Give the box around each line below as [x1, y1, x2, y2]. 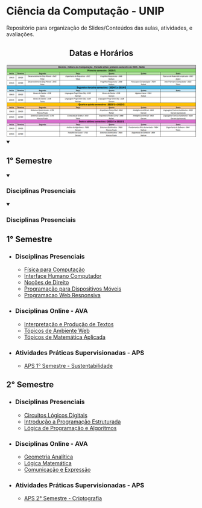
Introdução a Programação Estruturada [24, 418, 121, 425]
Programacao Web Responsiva [24, 292, 101, 299]
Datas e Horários [69, 48, 134, 59]
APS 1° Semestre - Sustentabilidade [24, 362, 113, 369]
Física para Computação [24, 266, 86, 273]
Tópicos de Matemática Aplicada [24, 333, 106, 341]
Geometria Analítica [24, 453, 74, 460]
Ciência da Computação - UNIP [6, 4, 165, 18]
